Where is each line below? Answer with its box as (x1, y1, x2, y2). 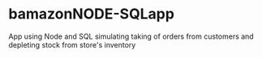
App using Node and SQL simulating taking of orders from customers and (8, 31, 254, 41)
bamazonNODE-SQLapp (8, 5, 174, 23)
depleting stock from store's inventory (8, 39, 136, 49)
